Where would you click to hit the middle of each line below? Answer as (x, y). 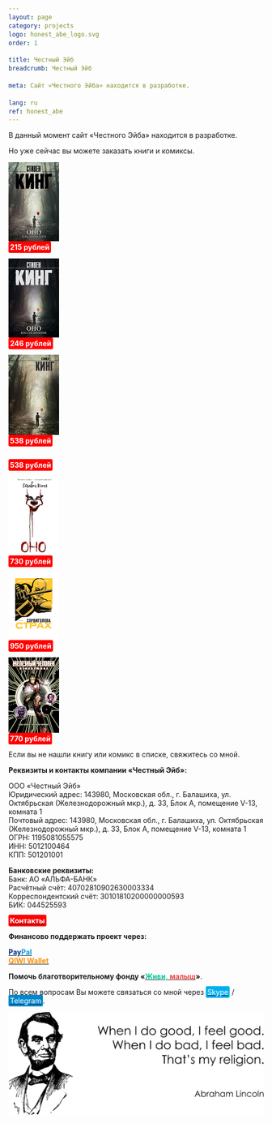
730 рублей (30, 561)
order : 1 (23, 43)
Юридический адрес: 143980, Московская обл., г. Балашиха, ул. (120, 795)
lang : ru (23, 103)
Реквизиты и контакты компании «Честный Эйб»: (98, 770)
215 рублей (30, 247)
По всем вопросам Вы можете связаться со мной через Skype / (121, 992)
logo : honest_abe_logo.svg (54, 34)
